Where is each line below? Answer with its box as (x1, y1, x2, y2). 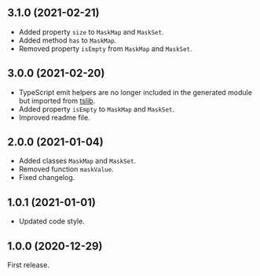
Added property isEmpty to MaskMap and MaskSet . (18, 104, 174, 113)
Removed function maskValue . (18, 164, 115, 174)
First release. (7, 260, 50, 270)
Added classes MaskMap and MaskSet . (18, 156, 137, 166)
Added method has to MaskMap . (18, 35, 117, 45)
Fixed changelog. (18, 173, 75, 182)
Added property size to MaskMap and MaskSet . (18, 27, 164, 36)
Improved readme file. (18, 112, 91, 122)
